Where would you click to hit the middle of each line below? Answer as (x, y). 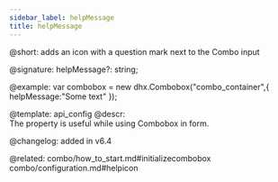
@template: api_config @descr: (67, 114)
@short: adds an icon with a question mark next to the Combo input (135, 51)
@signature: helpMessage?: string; (74, 69)
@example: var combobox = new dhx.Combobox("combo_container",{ (139, 86)
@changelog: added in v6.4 (61, 141)
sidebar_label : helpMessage (62, 18)
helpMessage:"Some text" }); (63, 96)
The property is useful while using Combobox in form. (109, 123)
